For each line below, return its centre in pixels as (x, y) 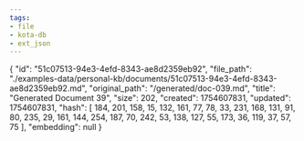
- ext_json (30, 43)
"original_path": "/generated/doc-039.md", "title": (182, 88)
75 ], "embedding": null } (56, 127)
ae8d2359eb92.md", (48, 88)
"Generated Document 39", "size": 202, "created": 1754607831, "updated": (151, 98)
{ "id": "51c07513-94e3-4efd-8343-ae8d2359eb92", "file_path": (131, 69)
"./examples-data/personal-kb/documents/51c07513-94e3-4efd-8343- (143, 79)
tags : (20, 18)
